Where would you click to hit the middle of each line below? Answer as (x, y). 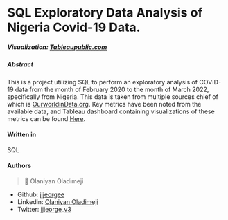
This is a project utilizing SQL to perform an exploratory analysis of (103, 82)
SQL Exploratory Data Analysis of (105, 13)
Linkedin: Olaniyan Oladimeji (58, 201)
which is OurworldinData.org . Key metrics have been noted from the (104, 104)
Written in (22, 135)
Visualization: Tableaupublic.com (57, 47)
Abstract (20, 64)
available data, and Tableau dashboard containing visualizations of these (111, 111)
